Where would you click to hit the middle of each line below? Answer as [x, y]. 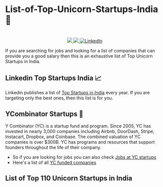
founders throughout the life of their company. [53, 147]
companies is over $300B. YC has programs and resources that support [80, 142]
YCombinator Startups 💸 [44, 114]
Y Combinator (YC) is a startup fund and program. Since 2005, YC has [78, 126]
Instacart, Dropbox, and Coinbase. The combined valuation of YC [73, 137]
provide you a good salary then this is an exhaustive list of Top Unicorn [79, 56]
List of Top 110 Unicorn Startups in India [69, 178]
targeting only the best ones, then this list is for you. [59, 98]
